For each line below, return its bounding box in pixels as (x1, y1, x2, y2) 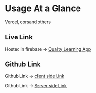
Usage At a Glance (5, 3, 81, 14)
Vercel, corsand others (5, 19, 51, 25)
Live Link (5, 33, 33, 41)
